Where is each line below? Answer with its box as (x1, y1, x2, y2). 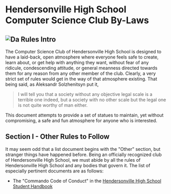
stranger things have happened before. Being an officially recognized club (5, 151, 162, 158)
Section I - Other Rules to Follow (5, 132, 110, 141)
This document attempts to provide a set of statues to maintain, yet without (5, 112, 164, 118)
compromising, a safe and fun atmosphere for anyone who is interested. (5, 118, 158, 124)
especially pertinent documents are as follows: (5, 168, 104, 174)
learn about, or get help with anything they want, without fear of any (5, 60, 149, 65)
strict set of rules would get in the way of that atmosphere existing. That (5, 76, 158, 82)
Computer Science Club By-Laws (5, 14, 149, 26)
